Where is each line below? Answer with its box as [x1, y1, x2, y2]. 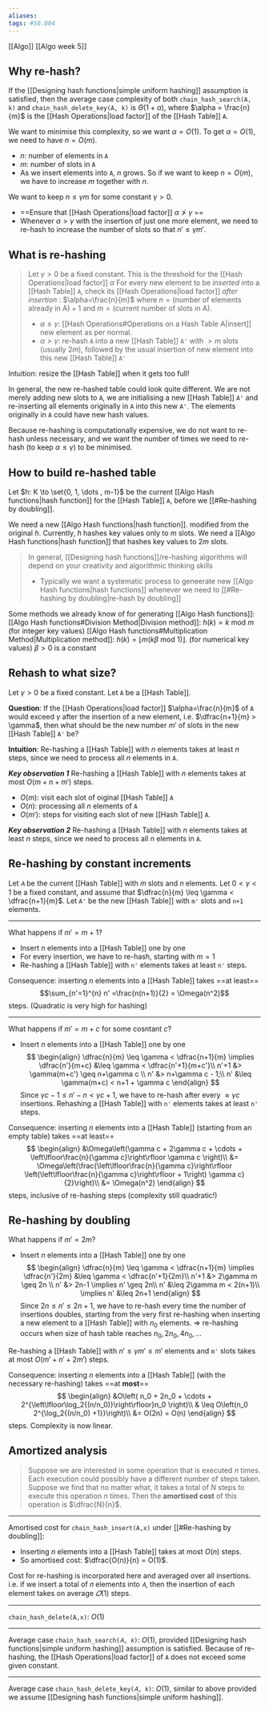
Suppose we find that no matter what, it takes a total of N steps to [27, 1482, 245, 1492]
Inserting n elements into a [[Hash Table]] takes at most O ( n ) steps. [19, 1546, 242, 1556]
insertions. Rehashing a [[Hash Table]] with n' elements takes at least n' [19, 1098, 259, 1108]
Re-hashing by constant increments [8, 857, 191, 871]
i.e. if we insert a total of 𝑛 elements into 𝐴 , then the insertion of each [8, 1579, 235, 1589]
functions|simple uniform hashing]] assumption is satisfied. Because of [8, 1643, 243, 1653]
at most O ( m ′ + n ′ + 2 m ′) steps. [8, 1354, 110, 1364]
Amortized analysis [8, 1444, 108, 1458]
